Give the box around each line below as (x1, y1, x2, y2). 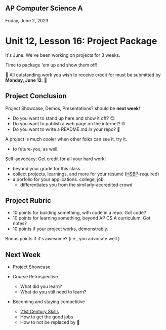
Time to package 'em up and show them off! (5, 62, 98, 68)
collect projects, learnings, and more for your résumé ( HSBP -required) (12, 171, 159, 177)
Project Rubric (5, 196, 52, 205)
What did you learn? (20, 283, 62, 289)
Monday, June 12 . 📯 (5, 77, 47, 83)
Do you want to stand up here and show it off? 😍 (12, 115, 115, 121)
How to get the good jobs (20, 314, 73, 320)
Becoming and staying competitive (12, 299, 85, 305)
